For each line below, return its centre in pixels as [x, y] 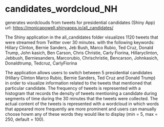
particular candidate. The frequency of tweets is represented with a [73, 88]
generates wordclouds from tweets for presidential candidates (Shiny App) [80, 22]
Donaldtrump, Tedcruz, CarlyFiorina [41, 63]
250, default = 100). [25, 119]
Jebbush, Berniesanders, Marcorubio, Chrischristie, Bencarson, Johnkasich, [82, 58]
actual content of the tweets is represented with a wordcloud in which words [82, 104]
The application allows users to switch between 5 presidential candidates [79, 72]
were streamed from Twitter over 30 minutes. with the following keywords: [80, 42]
